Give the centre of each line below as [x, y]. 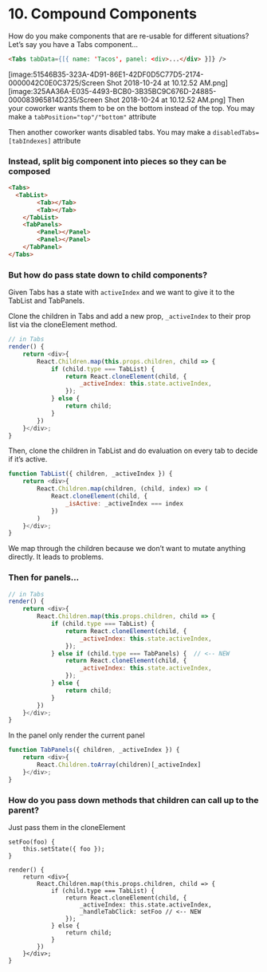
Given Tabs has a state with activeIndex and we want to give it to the [122, 293]
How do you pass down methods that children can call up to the [133, 800]
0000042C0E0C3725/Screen [57, 83]
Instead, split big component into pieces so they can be [118, 161]
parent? [24, 810]
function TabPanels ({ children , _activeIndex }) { [94, 750]
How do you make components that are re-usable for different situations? [129, 36]
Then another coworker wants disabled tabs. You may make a [110, 132]
